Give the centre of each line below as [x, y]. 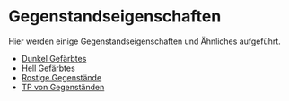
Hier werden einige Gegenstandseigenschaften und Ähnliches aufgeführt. [145, 41]
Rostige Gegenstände [61, 77]
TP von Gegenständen [63, 87]
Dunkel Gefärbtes [54, 58]
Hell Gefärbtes [48, 68]
